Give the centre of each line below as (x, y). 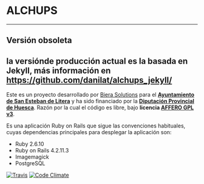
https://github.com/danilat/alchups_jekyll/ (89, 80)
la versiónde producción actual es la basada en (97, 61)
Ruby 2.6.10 (29, 144)
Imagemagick (32, 157)
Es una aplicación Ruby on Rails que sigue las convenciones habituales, (96, 126)
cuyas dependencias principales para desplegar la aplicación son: (89, 132)
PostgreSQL (30, 163)
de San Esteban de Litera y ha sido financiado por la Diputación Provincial (100, 101)
